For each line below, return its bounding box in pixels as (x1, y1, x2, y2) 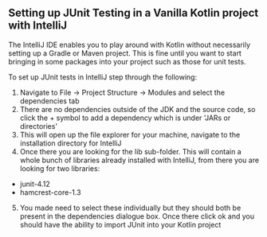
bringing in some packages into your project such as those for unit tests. (8, 56, 246, 66)
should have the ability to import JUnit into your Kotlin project (19, 220, 222, 229)
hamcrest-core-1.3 (19, 187, 81, 197)
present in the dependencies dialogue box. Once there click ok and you (19, 211, 255, 221)
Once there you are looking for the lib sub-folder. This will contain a (19, 146, 241, 156)
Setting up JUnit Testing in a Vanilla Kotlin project (8, 6, 259, 20)
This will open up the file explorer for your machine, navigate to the (19, 130, 241, 139)
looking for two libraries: (19, 163, 100, 173)
